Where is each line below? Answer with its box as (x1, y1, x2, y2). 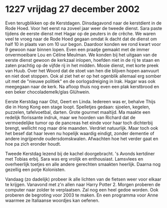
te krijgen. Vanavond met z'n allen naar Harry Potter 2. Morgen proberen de (5, 181, 161, 188)
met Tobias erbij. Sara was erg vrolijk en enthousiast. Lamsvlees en (5, 156, 144, 162)
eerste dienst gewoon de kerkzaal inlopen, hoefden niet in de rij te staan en (5, 57, 160, 63)
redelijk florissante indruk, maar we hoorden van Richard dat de (5, 114, 136, 120)
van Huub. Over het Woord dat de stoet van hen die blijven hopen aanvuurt (5, 67, 160, 73)
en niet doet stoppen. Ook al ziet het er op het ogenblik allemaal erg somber (5, 73, 162, 79)
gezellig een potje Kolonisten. (5, 166, 66, 173)
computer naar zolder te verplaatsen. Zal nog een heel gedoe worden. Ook (5, 187, 159, 193)
